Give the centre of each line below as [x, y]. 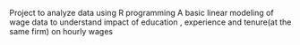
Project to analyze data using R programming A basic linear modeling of [142, 13]
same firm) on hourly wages [61, 31]
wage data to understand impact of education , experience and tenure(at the [150, 22]
